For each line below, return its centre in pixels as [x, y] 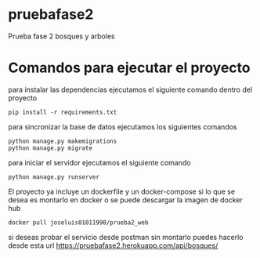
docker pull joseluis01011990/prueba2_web [78, 222]
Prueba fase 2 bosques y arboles [61, 36]
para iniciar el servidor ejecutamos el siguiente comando [99, 162]
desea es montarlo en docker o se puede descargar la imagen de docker [125, 200]
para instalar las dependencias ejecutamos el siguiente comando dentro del [130, 89]
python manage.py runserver [54, 177]
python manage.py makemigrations [63, 141]
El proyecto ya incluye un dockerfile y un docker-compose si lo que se [122, 191]
